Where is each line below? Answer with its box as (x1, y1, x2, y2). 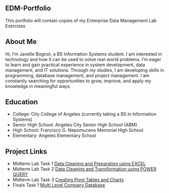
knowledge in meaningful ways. (5, 83, 72, 89)
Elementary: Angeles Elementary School (12, 132, 96, 138)
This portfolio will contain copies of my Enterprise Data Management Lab (5, 17, 157, 23)
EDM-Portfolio (5, 4, 51, 13)
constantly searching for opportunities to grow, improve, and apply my (5, 78, 151, 84)
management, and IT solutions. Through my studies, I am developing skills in (5, 67, 164, 73)
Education (5, 98, 38, 107)
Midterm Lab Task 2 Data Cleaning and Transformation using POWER (12, 166, 156, 172)
